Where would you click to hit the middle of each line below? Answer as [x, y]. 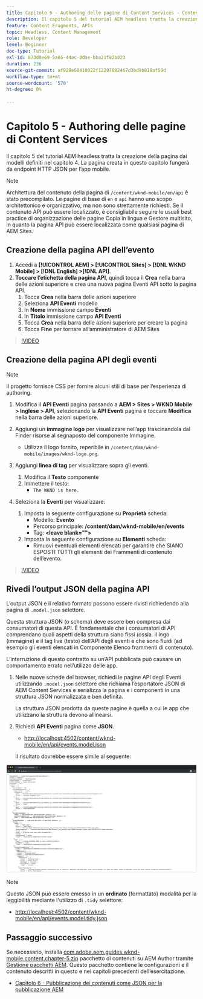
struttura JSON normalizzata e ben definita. [69, 697]
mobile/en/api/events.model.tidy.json [61, 918]
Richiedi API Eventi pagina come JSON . [65, 727]
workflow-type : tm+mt [34, 77]
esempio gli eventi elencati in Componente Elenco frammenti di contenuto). [100, 647]
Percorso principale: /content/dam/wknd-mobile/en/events [109, 526]
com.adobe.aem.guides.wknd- [101, 952]
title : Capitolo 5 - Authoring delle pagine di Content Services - [93, 13]
